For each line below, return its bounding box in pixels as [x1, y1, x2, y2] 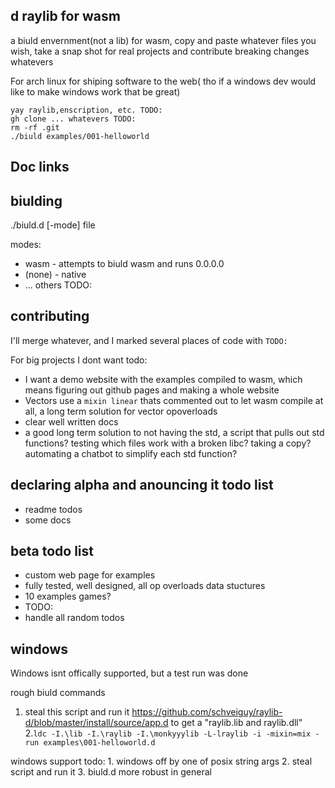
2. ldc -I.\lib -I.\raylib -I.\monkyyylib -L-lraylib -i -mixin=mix [24, 727, 312, 739]
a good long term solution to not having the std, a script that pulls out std [24, 426, 325, 438]
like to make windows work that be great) [10, 85, 181, 98]
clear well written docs [24, 415, 119, 428]
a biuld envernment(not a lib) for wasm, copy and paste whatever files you [10, 34, 317, 46]
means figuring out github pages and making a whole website [24, 384, 280, 396]
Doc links [10, 159, 70, 176]
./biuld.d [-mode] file [10, 219, 96, 231]
